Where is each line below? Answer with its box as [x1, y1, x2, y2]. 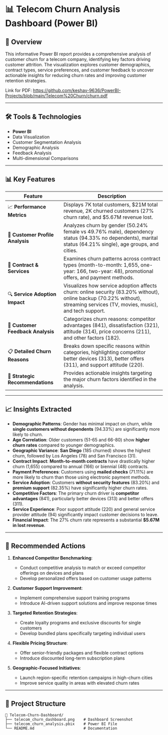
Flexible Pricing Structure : [12, 640, 68, 646]
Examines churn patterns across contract [63, 255, 160, 262]
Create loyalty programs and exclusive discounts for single [19, 620, 141, 626]
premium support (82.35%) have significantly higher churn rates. [12, 485, 148, 491]
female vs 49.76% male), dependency [63, 228, 154, 235]
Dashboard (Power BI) [5, 18, 98, 29]
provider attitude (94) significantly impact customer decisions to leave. [12, 512, 158, 518]
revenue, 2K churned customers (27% [63, 207, 154, 214]
